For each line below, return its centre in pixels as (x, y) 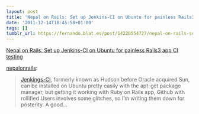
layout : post (22, 12)
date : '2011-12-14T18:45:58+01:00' (50, 22)
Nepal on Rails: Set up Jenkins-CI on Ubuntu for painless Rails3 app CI (92, 50)
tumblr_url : (21, 34)
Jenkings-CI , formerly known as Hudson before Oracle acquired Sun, (105, 80)
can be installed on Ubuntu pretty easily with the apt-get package (101, 86)
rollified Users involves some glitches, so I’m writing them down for (102, 99)
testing (15, 57)
